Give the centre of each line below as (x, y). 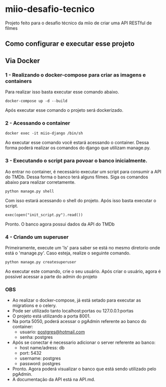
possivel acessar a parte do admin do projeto (51, 276)
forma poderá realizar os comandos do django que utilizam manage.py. (78, 148)
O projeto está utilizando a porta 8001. (51, 316)
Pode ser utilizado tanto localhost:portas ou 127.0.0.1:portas (73, 311)
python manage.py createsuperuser (41, 262)
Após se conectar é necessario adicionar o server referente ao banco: (84, 343)
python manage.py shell (30, 191)
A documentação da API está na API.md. (54, 380)
